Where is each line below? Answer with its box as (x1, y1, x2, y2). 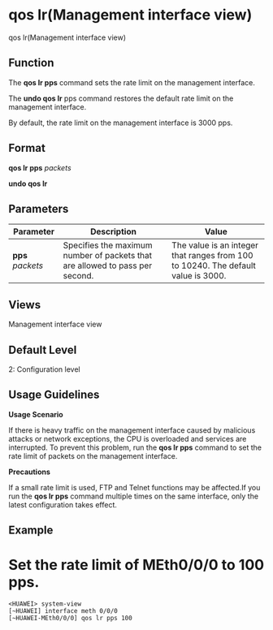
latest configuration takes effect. (8, 499, 118, 509)
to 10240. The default (171, 260, 256, 271)
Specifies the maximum (63, 239, 153, 251)
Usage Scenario (8, 409, 63, 419)
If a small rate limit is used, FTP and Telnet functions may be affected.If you (8, 482, 261, 492)
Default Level (8, 343, 77, 356)
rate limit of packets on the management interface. (8, 451, 178, 460)
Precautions (8, 467, 51, 477)
